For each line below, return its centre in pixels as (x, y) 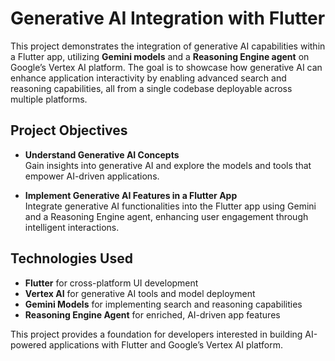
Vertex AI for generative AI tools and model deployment (140, 293)
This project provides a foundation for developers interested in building (156, 334)
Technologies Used (71, 258)
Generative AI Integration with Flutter (168, 18)
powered (28, 344)
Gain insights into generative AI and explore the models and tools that (168, 165)
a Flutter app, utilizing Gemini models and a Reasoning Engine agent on (160, 56)
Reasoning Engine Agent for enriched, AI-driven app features (152, 314)
